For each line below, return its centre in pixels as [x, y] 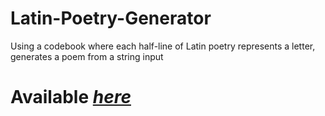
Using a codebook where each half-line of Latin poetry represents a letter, [163, 46]
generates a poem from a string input [87, 56]
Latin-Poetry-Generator [111, 18]
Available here [71, 97]
